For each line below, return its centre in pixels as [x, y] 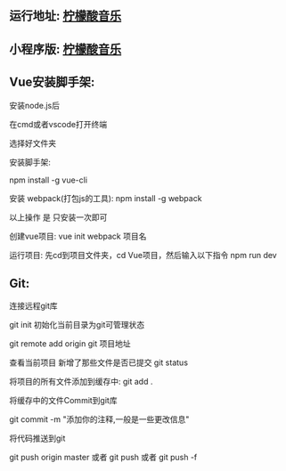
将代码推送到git [37, 438]
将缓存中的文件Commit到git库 [63, 401]
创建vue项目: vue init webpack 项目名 [78, 236]
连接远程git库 [33, 306]
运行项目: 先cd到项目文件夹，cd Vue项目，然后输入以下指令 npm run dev [143, 255]
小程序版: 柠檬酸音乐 [65, 49]
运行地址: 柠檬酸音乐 [65, 16]
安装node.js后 [35, 105]
